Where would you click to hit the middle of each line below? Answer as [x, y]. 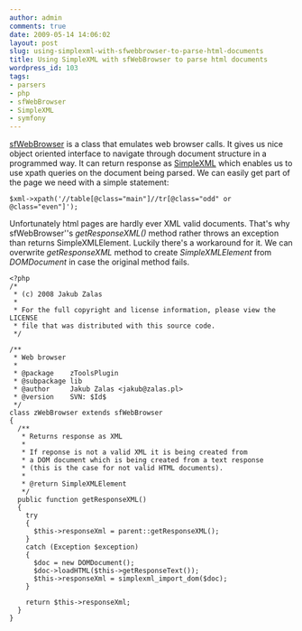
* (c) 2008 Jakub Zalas [58, 294]
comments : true [38, 26]
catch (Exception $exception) [82, 547]
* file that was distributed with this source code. [114, 326]
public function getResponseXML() [82, 500]
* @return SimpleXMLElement [74, 484]
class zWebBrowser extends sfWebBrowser [87, 413]
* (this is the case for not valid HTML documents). [122, 469]
